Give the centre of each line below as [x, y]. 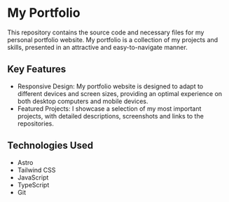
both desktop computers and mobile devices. [83, 101]
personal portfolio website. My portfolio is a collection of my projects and [113, 39]
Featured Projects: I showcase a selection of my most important [109, 108]
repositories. [35, 123]
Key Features [37, 69]
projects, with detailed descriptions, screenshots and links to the [111, 116]
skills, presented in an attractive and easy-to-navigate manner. [97, 47]
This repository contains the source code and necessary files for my [106, 32]
